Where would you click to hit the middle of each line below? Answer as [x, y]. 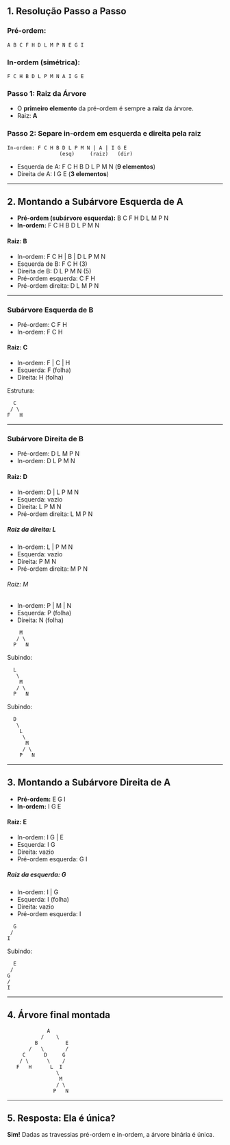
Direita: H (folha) [40, 378]
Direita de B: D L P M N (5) [54, 271]
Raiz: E [17, 822]
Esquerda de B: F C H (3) [52, 264]
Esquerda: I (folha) [43, 899]
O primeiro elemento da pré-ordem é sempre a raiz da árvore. [105, 108]
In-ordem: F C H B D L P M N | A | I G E [67, 148]
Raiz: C [17, 347]
